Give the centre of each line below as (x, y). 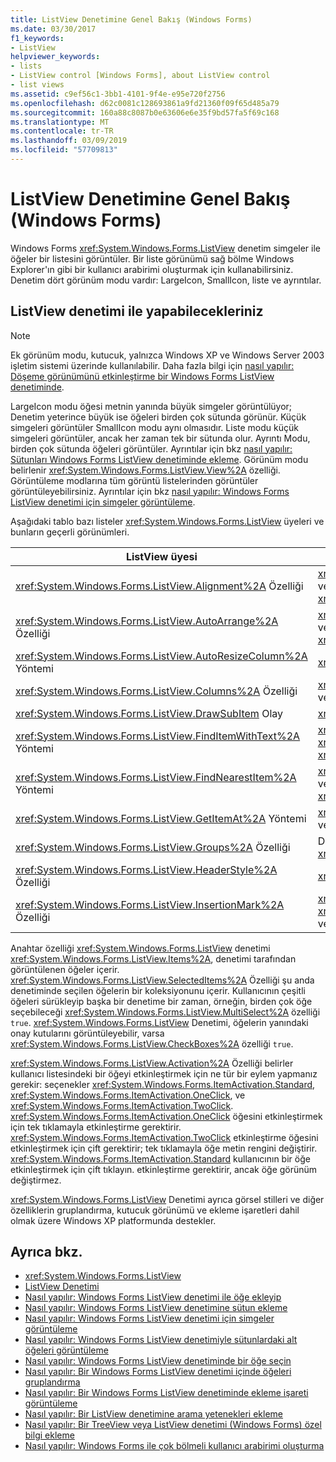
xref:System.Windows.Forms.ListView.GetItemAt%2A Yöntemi (161, 818)
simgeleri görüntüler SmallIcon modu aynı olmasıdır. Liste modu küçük (154, 427)
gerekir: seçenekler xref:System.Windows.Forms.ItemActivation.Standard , (163, 1084)
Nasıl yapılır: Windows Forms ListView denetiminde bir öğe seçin (158, 1361)
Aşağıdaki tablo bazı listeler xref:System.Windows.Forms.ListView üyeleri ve (167, 521)
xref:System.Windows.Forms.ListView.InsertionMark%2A (150, 904)
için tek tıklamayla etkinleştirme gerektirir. (96, 1127)
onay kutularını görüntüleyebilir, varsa (87, 1033)
